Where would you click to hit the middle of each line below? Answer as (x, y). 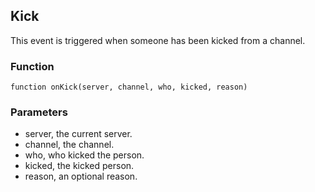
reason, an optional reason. (81, 176)
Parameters (39, 112)
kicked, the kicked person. (79, 166)
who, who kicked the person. (84, 155)
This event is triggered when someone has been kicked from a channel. (158, 40)
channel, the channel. (69, 145)
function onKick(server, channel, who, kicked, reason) (129, 87)
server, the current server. (78, 134)
